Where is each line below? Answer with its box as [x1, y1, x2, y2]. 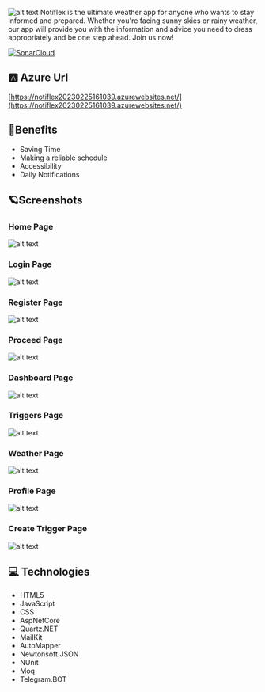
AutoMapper [19, 641, 61, 650]
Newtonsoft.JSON [19, 649, 79, 659]
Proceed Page [8, 334, 63, 345]
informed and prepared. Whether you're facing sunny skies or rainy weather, [8, 16, 258, 25]
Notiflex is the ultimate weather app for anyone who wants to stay [40, 8, 255, 17]
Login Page [8, 259, 53, 270]
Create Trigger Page [8, 523, 88, 534]
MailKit [19, 632, 43, 641]
